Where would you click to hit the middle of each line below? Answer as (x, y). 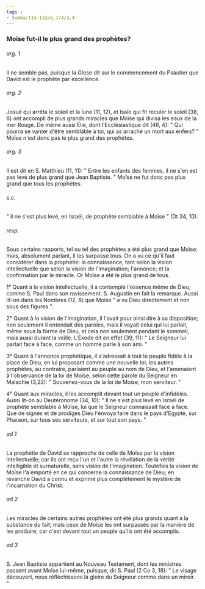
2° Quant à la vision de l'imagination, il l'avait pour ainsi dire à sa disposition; (102, 319)
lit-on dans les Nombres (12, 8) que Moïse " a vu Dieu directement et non (98, 300)
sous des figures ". (30, 306)
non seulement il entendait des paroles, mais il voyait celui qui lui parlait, (97, 325)
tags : (15, 12)
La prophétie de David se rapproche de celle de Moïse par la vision (91, 453)
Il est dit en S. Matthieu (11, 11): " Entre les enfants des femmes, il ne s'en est (102, 171)
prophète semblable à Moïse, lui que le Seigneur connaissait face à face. (98, 407)
